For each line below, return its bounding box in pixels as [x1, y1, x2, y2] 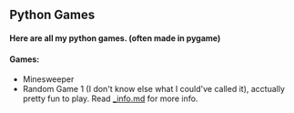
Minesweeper [22, 74, 75, 85]
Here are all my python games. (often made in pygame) [9, 32, 221, 44]
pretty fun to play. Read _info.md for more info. [22, 93, 198, 104]
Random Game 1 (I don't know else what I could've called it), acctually [22, 84, 285, 95]
